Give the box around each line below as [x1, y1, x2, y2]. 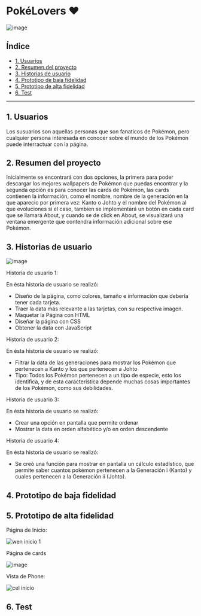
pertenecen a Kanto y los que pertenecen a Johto [14, 365, 138, 373]
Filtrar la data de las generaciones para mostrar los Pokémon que [14, 359, 176, 366]
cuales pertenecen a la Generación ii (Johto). [14, 473, 127, 480]
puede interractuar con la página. [6, 141, 89, 148]
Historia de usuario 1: [6, 269, 58, 276]
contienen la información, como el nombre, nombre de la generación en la [6, 193, 188, 200]
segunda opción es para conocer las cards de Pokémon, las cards [6, 187, 169, 194]
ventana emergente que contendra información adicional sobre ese [6, 218, 172, 225]
